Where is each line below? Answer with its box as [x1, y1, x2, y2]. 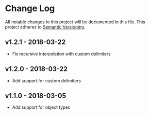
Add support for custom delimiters [12, 78, 81, 84]
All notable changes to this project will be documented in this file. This [5, 19, 146, 25]
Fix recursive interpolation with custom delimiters [12, 51, 111, 57]
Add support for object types [12, 104, 70, 110]
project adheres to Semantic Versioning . [5, 24, 85, 29]
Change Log [5, 3, 55, 14]
